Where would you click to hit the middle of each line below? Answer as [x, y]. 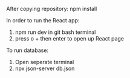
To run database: [28, 50]
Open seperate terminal [44, 62]
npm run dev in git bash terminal [55, 32]
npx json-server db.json [45, 68]
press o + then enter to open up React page [69, 38]
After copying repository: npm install [52, 9]
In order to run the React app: [43, 20]
